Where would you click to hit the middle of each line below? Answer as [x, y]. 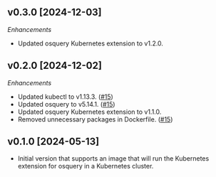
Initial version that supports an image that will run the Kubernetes [113, 159]
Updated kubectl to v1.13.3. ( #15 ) [66, 97]
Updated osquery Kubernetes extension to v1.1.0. [89, 112]
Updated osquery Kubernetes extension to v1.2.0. [91, 43]
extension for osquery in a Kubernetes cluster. [86, 166]
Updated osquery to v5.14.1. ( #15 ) [66, 104]
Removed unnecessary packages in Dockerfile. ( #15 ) [95, 119]
